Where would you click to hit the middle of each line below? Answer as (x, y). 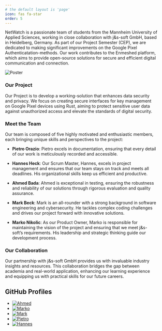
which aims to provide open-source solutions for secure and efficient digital (81, 58)
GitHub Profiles (29, 292)
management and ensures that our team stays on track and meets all (80, 168)
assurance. (23, 193)
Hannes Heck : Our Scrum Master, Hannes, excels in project (72, 163)
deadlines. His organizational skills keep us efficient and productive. (80, 173)
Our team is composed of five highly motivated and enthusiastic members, (79, 134)
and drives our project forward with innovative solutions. (68, 213)
